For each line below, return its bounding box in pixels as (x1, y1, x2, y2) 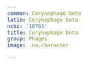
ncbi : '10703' (7, 23, 48, 29)
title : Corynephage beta (7, 29, 78, 36)
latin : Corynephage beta (7, 16, 78, 23)
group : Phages (7, 36, 48, 42)
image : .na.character (7, 42, 69, 49)
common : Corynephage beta (7, 10, 81, 17)
